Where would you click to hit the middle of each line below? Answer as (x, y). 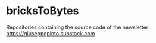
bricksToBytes (43, 11)
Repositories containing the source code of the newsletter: (78, 27)
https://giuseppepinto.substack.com (51, 33)
